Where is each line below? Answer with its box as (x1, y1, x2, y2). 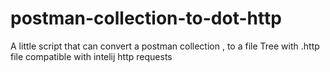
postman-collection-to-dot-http (10, 7, 282, 30)
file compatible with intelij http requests (10, 50, 173, 62)
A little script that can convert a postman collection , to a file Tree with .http (10, 40, 320, 52)
